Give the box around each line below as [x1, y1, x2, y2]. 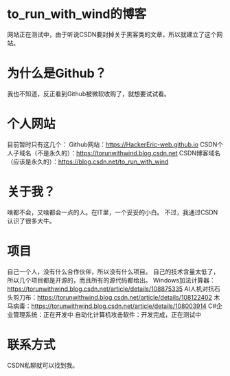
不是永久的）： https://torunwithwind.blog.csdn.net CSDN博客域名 [36, 148, 221, 157]
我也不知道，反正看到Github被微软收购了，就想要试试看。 [7, 89, 170, 98]
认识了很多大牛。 [7, 217, 56, 225]
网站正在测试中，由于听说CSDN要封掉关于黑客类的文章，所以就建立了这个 [7, 30, 217, 38]
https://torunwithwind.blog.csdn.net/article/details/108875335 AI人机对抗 [7, 285, 215, 293]
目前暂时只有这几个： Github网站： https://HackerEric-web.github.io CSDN [7, 140, 218, 148]
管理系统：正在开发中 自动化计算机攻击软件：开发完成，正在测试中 [12, 310, 201, 318]
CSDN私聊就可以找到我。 [7, 361, 79, 369]
